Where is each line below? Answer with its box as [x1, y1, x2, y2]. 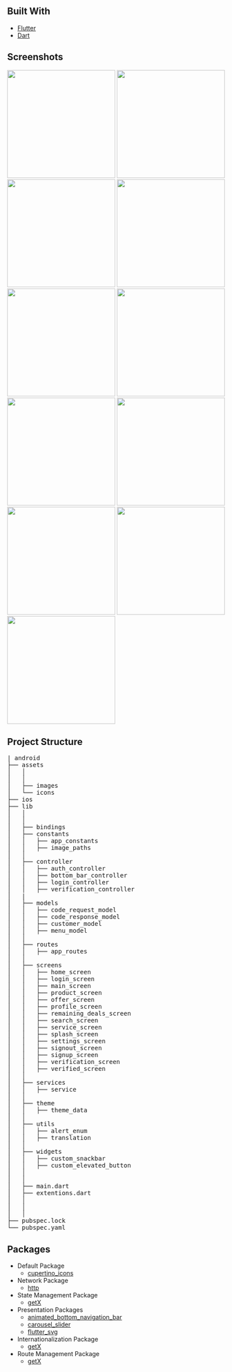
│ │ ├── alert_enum [7, 1127, 88, 1135]
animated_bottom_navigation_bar [27, 1313, 122, 1322]
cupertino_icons [27, 1269, 74, 1277]
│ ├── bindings [7, 823, 66, 831]
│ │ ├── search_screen [7, 1016, 99, 1025]
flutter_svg [27, 1328, 58, 1336]
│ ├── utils [7, 1120, 55, 1128]
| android [7, 754, 40, 762]
